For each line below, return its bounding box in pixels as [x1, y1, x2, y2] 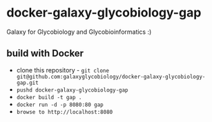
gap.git [16, 79, 39, 86]
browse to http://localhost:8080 [16, 108, 113, 115]
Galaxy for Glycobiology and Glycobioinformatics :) [6, 28, 152, 36]
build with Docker [6, 48, 84, 59]
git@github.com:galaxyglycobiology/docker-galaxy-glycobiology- [16, 73, 206, 80]
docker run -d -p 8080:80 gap [16, 101, 104, 108]
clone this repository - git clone [16, 65, 110, 74]
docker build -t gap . [16, 94, 82, 101]
